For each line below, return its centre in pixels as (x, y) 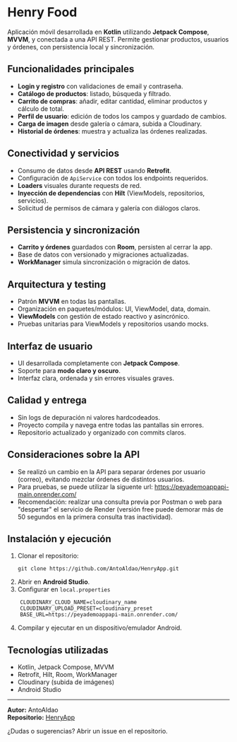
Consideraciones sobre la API (73, 455)
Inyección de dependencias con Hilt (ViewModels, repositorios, (111, 193)
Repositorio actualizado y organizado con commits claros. (102, 432)
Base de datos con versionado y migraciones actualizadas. (103, 254)
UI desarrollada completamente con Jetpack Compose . (98, 363)
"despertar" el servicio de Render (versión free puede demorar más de (120, 509)
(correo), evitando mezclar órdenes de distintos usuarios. (101, 479)
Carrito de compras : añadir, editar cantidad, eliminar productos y (113, 101)
